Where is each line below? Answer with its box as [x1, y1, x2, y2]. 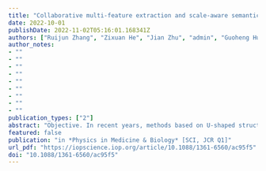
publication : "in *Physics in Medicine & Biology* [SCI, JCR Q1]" [8, 136, 232, 144]
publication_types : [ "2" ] [8, 114, 93, 122]
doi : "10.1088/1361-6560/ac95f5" [8, 151, 119, 158]
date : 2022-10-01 [8, 19, 66, 27]
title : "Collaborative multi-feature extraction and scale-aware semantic [8, 11, 260, 20]
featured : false [8, 128, 62, 136]
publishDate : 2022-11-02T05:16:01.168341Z [8, 26, 150, 34]
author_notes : [8, 41, 55, 49]
